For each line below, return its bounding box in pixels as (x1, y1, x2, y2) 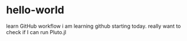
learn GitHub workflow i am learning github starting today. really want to (6, 23, 181, 29)
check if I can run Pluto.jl (6, 28, 67, 35)
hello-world (6, 3, 65, 17)
